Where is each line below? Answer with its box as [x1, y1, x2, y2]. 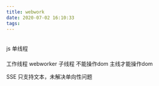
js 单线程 [6, 45, 29, 52]
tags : [6, 20, 20, 26]
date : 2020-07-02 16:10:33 [6, 15, 75, 21]
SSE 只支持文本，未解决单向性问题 [6, 73, 93, 80]
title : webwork [6, 9, 45, 15]
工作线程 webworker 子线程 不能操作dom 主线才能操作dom [6, 60, 153, 67]
